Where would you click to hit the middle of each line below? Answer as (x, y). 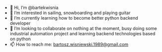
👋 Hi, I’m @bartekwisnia (34, 8)
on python (20, 39)
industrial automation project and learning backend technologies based (82, 34)
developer (20, 23)
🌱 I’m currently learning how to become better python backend (74, 18)
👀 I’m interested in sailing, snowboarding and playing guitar (70, 13)
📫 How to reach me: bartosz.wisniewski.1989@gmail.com (69, 44)
